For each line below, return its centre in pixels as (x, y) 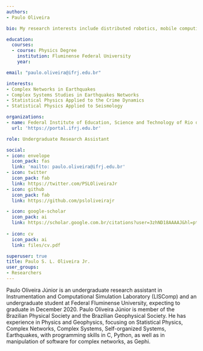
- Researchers (24, 273)
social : (16, 150)
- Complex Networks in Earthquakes (51, 89)
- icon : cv (20, 234)
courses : (23, 45)
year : (24, 62)
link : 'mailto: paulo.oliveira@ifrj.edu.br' (69, 167)
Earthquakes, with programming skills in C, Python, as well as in (85, 335)
